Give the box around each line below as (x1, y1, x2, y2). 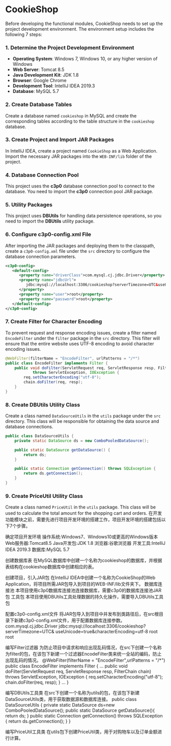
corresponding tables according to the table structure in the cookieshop (5, 118, 155, 124)
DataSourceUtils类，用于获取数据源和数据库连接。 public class (5, 696, 137, 703)
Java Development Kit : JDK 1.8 (12, 72, 79, 78)
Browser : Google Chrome (12, 78, 67, 84)
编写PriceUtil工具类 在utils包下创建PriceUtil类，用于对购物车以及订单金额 (5, 729, 158, 735)
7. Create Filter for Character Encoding (5, 318, 102, 325)
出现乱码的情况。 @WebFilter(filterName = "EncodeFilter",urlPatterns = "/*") (5, 657, 165, 663)
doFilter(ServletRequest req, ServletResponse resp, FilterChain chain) (5, 668, 152, 675)
